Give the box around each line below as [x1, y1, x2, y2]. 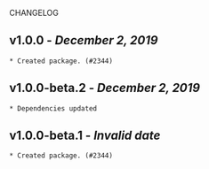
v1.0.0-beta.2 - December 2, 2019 [9, 81, 200, 96]
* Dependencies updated [9, 104, 98, 113]
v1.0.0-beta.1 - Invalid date [9, 128, 161, 143]
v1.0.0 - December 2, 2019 [9, 33, 158, 48]
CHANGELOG [9, 8, 60, 18]
